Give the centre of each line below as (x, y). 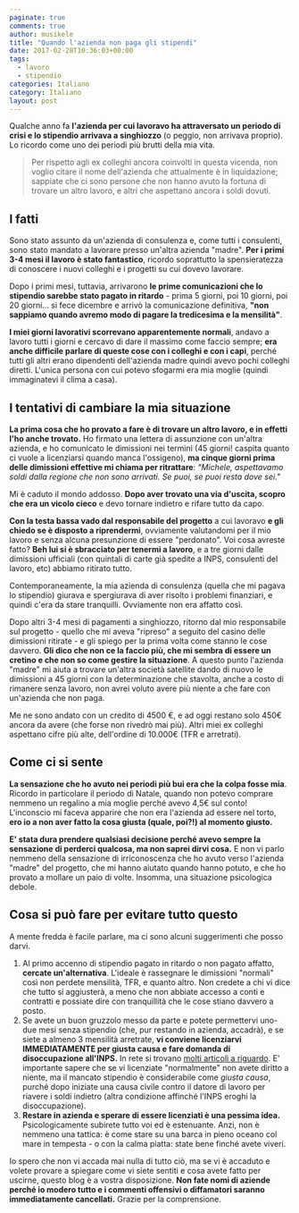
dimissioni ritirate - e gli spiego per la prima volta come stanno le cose (138, 641)
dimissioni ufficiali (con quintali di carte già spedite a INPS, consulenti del (144, 559)
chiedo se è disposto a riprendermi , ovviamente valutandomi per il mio (141, 530)
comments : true (37, 26)
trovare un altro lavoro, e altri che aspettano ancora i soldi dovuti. (151, 191)
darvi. (20, 946)
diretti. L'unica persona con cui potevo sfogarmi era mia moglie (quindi (139, 370)
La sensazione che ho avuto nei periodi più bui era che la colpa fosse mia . (148, 784)
